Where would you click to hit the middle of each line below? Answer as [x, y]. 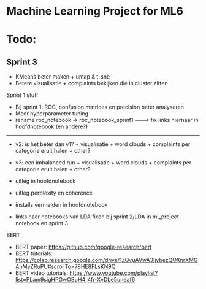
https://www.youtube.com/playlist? [114, 273]
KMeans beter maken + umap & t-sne [63, 77]
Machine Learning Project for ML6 [95, 11]
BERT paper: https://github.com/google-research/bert [83, 247]
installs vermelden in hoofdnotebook [61, 205]
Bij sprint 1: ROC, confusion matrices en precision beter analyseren [100, 107]
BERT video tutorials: [42, 273]
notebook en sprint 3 [42, 223]
